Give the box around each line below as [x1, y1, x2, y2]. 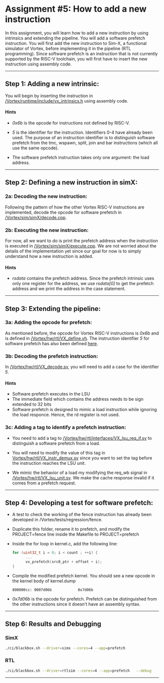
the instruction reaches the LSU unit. [12, 460, 86, 466]
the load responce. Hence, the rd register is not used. [12, 412, 120, 418]
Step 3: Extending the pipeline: [5, 304, 101, 313]
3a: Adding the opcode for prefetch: [5, 319, 92, 326]
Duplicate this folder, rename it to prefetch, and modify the [12, 526, 130, 532]
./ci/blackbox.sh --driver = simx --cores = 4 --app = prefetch [5, 645, 125, 650]
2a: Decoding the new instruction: [5, 193, 88, 200]
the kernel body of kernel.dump [12, 578, 76, 584]
